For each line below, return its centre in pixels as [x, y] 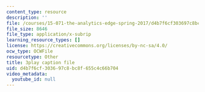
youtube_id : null [34, 79]
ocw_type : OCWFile [30, 51]
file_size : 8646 [27, 29]
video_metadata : [27, 74]
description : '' [27, 18]
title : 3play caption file [41, 62]
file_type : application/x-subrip [49, 34]
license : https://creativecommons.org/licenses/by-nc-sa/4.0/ [87, 46]
